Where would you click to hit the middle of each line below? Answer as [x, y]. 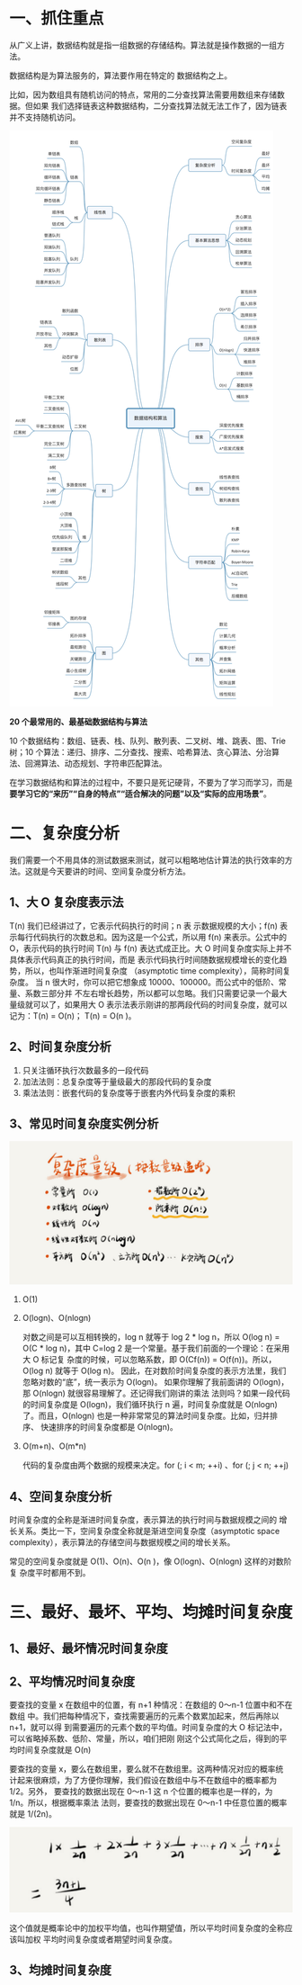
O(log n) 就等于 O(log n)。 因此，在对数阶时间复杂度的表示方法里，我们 [154, 1371]
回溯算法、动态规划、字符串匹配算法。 [96, 763]
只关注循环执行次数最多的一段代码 [85, 1070]
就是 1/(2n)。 [33, 1814]
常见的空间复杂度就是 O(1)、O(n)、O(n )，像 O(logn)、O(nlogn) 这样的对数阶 [151, 1561]
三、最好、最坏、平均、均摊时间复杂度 [151, 1612]
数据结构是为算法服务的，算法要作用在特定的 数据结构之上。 [120, 75]
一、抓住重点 [57, 18]
